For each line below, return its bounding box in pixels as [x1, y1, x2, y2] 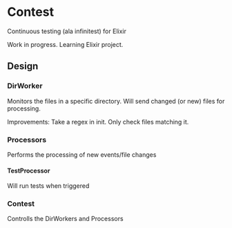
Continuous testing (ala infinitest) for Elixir [7, 27, 126, 35]
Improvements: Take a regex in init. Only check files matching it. [7, 117, 189, 126]
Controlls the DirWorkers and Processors [7, 215, 124, 223]
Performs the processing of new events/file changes [7, 150, 157, 159]
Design [7, 60, 39, 73]
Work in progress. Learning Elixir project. [7, 40, 124, 48]
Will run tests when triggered [7, 182, 90, 190]
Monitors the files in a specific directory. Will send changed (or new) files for [7, 97, 225, 105]
